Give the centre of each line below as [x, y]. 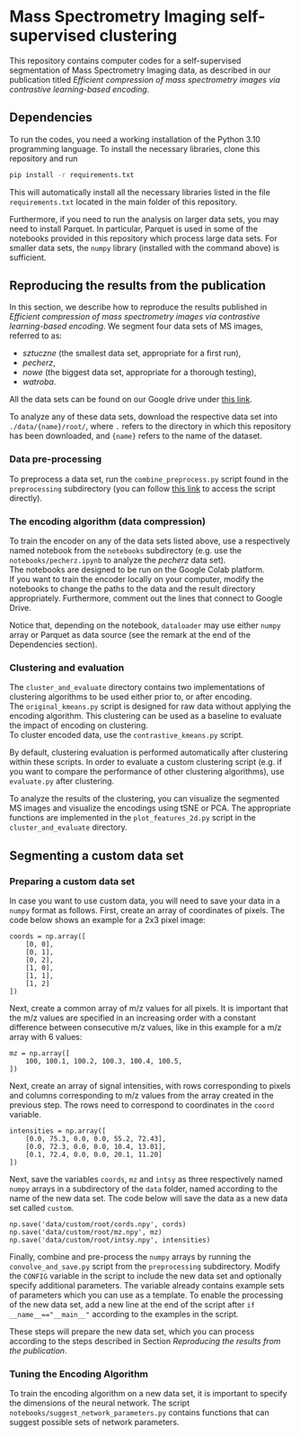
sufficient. [28, 257]
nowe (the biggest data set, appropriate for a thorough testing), [139, 372]
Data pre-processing [55, 459]
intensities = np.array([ [57, 1131]
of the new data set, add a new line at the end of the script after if [132, 1305]
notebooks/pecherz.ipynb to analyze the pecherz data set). [118, 561]
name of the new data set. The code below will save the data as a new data [149, 1198]
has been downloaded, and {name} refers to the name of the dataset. [136, 436]
